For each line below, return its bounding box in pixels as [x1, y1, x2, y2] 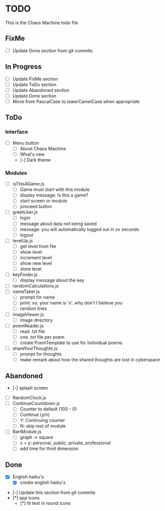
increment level [20, 254, 52, 260]
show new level [20, 260, 52, 266]
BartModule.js [12, 429, 42, 435]
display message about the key [20, 277, 84, 283]
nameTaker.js [12, 288, 40, 294]
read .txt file [20, 328, 45, 334]
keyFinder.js [12, 272, 38, 278]
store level [20, 266, 42, 272]
